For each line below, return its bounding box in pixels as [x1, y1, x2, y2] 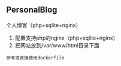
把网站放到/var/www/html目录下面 [14, 41, 100, 49]
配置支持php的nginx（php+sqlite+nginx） [14, 34, 119, 41]
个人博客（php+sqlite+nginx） [6, 21, 81, 29]
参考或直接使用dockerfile [6, 55, 65, 61]
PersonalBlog [6, 5, 58, 15]
